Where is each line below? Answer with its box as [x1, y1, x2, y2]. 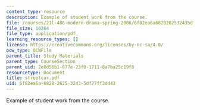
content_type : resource [6, 8, 65, 15]
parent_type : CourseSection [6, 58, 76, 64]
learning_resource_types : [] [6, 36, 79, 42]
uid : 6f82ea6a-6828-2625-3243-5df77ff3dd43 [6, 81, 116, 87]
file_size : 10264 [6, 25, 49, 32]
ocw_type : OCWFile [6, 48, 52, 54]
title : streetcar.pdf [6, 75, 60, 81]
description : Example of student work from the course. [6, 14, 148, 20]
